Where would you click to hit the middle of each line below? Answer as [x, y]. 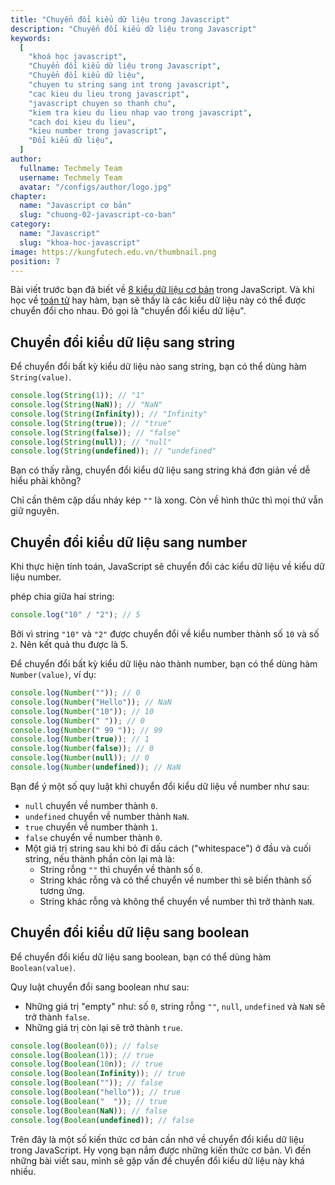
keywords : [31, 38]
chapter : [28, 196]
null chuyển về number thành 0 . [91, 805]
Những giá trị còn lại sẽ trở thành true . [103, 1027]
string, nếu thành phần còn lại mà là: [99, 858]
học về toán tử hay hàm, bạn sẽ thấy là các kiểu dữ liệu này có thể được [158, 300]
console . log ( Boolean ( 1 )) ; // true [82, 1055]
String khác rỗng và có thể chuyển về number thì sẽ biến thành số [175, 880]
